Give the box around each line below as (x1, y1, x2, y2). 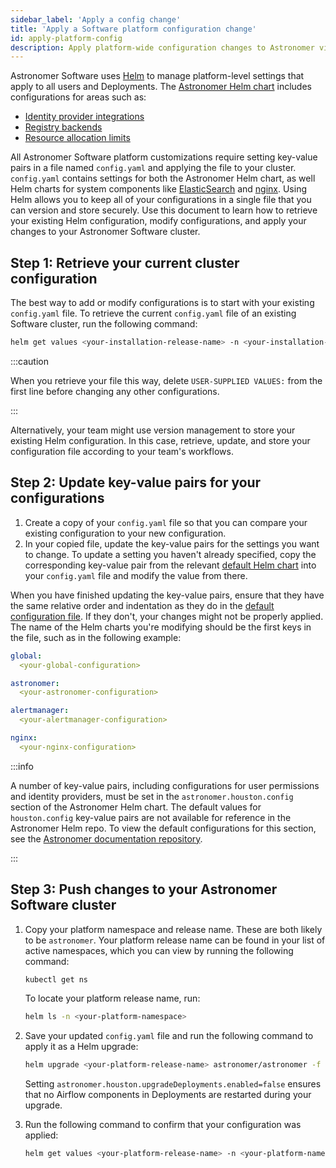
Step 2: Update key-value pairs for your (10, 474, 262, 491)
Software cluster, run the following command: (10, 318, 198, 330)
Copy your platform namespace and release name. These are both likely (24, 923, 323, 935)
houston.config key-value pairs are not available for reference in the (10, 811, 292, 823)
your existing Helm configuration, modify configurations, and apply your (10, 215, 307, 227)
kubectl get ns (24, 974, 89, 985)
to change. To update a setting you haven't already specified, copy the (24, 548, 317, 560)
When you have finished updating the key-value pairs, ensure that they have (10, 589, 325, 601)
